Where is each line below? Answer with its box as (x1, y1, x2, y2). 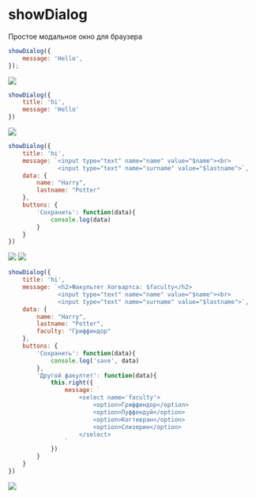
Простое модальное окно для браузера (8, 32, 143, 41)
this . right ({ (50, 378, 93, 387)
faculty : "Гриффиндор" (36, 327, 111, 336)
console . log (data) (50, 215, 111, 223)
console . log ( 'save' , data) (50, 356, 140, 365)
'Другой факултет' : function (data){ (36, 371, 157, 379)
